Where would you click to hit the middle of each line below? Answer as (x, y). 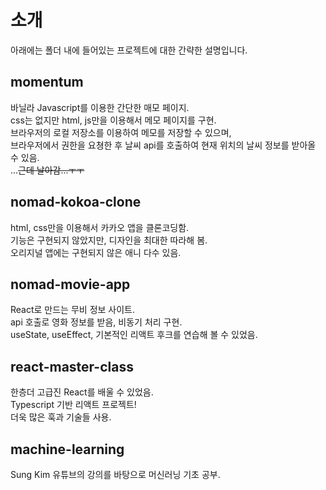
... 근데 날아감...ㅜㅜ (47, 170)
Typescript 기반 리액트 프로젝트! (73, 405)
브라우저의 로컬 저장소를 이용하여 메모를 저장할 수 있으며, (121, 132)
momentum (47, 82)
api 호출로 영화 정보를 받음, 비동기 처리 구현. (96, 322)
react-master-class (72, 366)
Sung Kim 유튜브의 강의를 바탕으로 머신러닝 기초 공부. (115, 474)
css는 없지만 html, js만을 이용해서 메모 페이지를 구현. (113, 120)
